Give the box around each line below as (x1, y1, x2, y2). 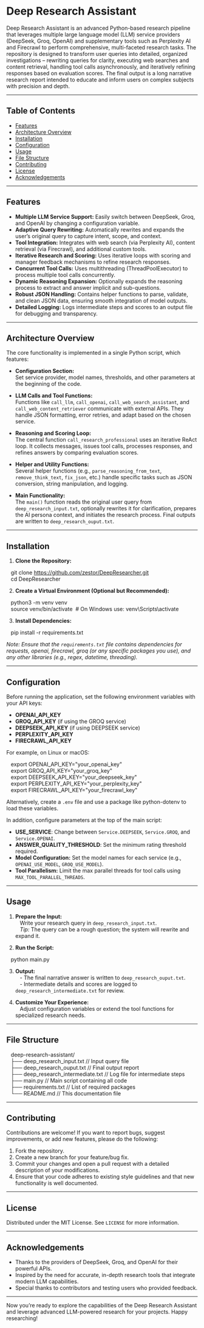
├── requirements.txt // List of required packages (10, 1083, 135, 1090)
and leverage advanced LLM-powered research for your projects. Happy (6, 1308, 188, 1316)
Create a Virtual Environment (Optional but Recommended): (15, 587, 169, 595)
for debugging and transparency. (15, 310, 98, 317)
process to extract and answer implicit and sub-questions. (15, 284, 161, 291)
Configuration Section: (15, 368, 75, 375)
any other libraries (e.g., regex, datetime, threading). (6, 654, 138, 661)
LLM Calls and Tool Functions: (15, 392, 93, 399)
